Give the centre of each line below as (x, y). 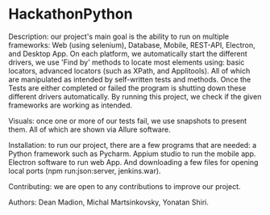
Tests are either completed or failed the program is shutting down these (127, 88)
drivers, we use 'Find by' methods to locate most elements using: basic (127, 62)
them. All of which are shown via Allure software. (89, 129)
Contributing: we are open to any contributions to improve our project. (125, 186)
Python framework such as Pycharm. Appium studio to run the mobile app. (132, 154)
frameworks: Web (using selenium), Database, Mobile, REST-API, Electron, (132, 44)
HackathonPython (71, 14)
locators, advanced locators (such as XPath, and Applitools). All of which (129, 70)
